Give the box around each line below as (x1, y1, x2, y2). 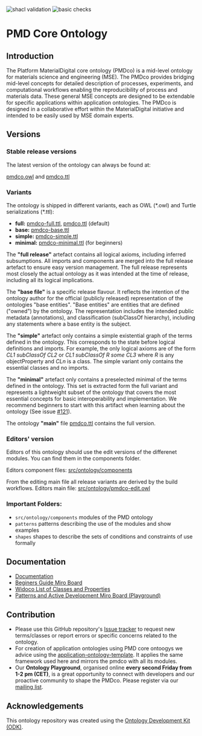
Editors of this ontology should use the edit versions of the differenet (6, 448, 177, 456)
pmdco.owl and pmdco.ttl (6, 173, 70, 180)
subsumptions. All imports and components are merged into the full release (6, 257, 194, 264)
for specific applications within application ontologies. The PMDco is (6, 99, 177, 106)
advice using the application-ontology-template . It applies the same (14, 651, 183, 659)
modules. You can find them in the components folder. (6, 455, 141, 462)
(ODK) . (6, 723, 24, 731)
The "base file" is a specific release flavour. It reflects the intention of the (6, 288, 190, 295)
